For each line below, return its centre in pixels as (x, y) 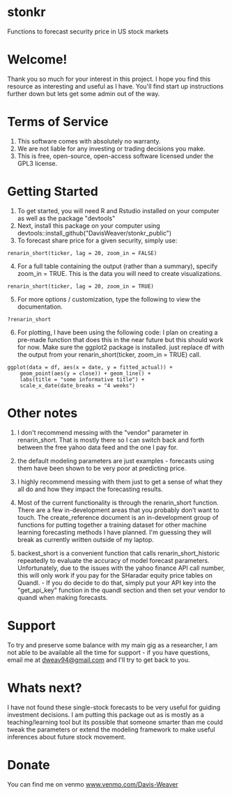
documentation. (40, 307)
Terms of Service (58, 122)
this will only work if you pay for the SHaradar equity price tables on (115, 575)
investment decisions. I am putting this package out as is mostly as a (106, 714)
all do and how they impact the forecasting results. (90, 489)
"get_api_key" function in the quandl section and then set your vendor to (121, 590)
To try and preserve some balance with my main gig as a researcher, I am (113, 645)
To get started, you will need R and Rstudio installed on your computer (118, 210)
